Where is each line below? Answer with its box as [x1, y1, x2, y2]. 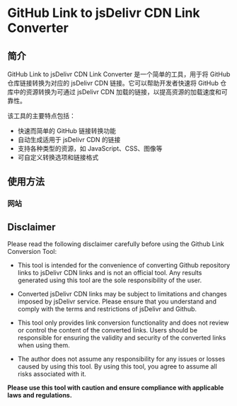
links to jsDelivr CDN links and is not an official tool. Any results [17, 269, 202, 277]
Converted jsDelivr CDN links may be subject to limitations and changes [17, 290, 228, 298]
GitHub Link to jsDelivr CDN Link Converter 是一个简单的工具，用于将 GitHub [7, 70, 231, 79]
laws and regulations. [7, 391, 72, 400]
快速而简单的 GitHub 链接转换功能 [17, 127, 117, 135]
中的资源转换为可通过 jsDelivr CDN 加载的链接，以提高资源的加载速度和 [13, 88, 221, 96]
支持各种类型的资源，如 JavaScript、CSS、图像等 [17, 144, 163, 153]
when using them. [17, 341, 71, 349]
